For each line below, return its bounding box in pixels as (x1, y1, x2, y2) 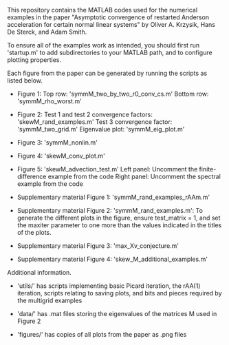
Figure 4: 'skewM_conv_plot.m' (17, 151, 105, 160)
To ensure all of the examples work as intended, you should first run (7, 41, 200, 49)
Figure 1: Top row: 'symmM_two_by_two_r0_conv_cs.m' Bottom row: (17, 90, 209, 98)
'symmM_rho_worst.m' (17, 97, 83, 105)
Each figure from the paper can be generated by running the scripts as (7, 69, 208, 77)
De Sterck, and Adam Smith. (7, 28, 87, 36)
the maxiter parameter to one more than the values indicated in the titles (17, 221, 222, 229)
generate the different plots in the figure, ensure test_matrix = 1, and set (17, 213, 221, 222)
